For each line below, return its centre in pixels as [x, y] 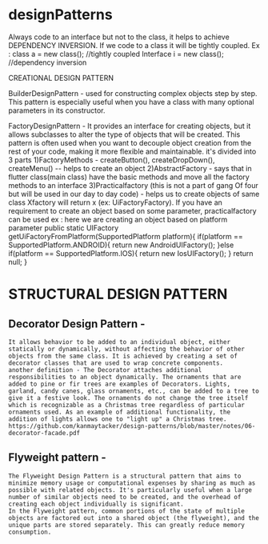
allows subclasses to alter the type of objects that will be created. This [124, 134]
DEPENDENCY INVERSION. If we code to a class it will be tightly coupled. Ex [134, 45]
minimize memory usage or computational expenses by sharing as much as [132, 483]
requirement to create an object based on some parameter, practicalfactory [133, 210]
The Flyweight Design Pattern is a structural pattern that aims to [125, 476]
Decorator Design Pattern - [77, 324]
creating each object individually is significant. [96, 504]
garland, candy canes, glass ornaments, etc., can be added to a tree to [134, 391]
